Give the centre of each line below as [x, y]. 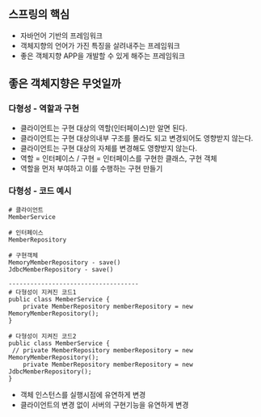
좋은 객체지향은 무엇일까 [65, 84]
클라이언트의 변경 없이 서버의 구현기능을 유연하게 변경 [104, 404]
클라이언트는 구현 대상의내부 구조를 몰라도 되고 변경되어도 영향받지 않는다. [137, 138]
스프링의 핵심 [39, 15]
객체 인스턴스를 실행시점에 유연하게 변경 [83, 394]
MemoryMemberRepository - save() [65, 262]
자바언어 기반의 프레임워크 [61, 36]
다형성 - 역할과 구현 [44, 109]
